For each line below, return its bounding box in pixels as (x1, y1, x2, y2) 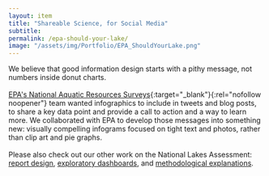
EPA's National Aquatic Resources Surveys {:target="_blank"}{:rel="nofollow (8, 90, 262, 99)
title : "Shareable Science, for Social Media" (8, 19, 169, 27)
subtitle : (8, 27, 42, 35)
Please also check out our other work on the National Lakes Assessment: (8, 150, 253, 160)
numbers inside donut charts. (8, 73, 107, 82)
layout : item (8, 11, 53, 20)
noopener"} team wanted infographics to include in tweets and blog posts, (8, 98, 257, 108)
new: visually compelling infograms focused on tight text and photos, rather (8, 124, 261, 134)
